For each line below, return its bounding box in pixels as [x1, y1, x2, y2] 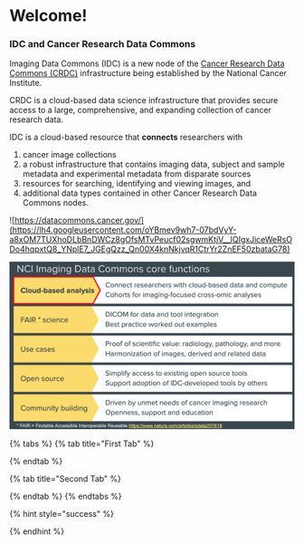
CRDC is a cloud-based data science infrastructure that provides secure [9, 95, 279, 106]
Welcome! [9, 5, 88, 26]
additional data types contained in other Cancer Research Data [22, 187, 258, 199]
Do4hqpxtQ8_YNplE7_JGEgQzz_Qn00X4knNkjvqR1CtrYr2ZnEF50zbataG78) [9, 243, 290, 254]
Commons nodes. [22, 197, 89, 208]
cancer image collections [22, 149, 117, 160]
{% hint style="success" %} [9, 509, 115, 520]
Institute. [9, 78, 43, 89]
